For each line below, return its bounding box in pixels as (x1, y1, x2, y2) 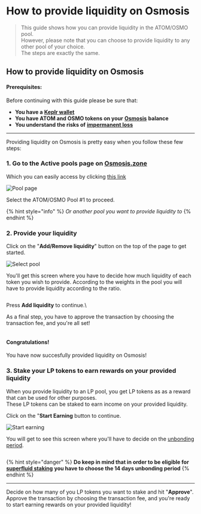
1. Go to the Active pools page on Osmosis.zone (6, 160, 148, 168)
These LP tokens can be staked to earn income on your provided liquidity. (6, 400, 188, 408)
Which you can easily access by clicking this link (6, 173, 127, 180)
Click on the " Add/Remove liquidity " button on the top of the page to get (6, 243, 187, 250)
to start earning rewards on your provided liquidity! (6, 501, 132, 508)
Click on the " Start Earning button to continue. (6, 412, 121, 419)
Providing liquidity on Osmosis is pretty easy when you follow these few (6, 138, 184, 145)
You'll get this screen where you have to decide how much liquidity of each (6, 272, 191, 279)
